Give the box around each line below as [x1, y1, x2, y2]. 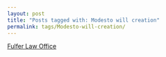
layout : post [7, 10, 45, 17]
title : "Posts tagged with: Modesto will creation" [7, 17, 160, 24]
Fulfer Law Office [7, 42, 57, 51]
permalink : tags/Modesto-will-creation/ [7, 23, 126, 30]
